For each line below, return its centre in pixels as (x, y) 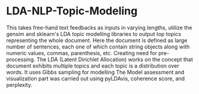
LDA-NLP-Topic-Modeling (72, 11)
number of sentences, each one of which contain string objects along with (98, 47)
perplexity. (19, 84)
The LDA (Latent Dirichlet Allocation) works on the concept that (115, 59)
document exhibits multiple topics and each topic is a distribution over (93, 66)
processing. (21, 59)
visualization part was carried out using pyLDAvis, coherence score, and (96, 78)
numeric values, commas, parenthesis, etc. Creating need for (82, 53)
